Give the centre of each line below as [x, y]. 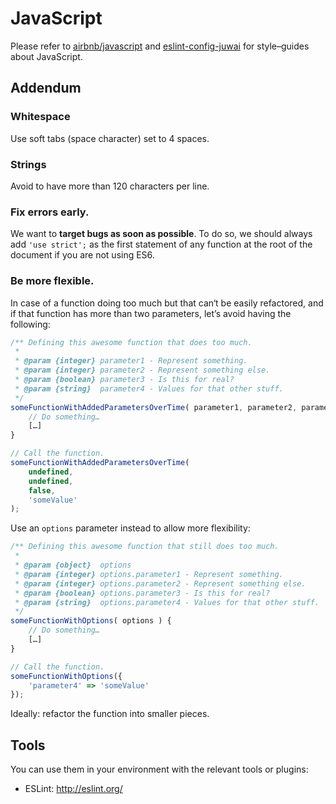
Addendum [46, 88]
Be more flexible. [52, 281]
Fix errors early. [50, 212]
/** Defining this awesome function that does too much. [131, 342]
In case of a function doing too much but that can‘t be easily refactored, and [167, 303]
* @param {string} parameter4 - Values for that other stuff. [149, 388]
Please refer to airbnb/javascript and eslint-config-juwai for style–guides [160, 46]
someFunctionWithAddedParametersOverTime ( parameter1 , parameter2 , [154, 407]
